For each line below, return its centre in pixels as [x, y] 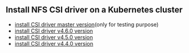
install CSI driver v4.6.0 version [54, 31]
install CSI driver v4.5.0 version [54, 37]
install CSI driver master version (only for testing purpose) [87, 24]
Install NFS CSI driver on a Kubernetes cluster [94, 10]
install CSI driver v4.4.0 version [54, 43]
